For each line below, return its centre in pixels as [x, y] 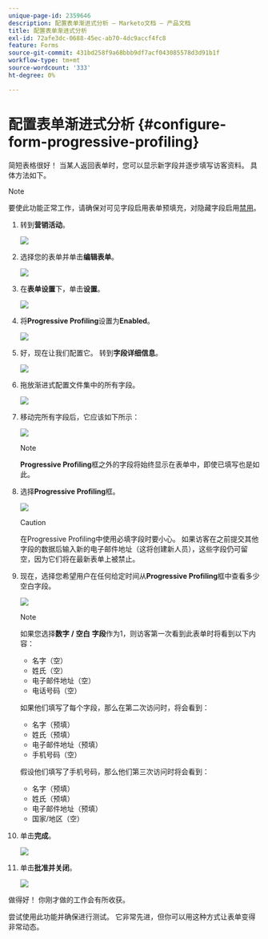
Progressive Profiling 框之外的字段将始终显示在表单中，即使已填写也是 [136, 464]
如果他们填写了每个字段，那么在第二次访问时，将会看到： [114, 707]
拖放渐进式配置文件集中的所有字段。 [80, 384]
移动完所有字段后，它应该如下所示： [80, 416]
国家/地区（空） [58, 818]
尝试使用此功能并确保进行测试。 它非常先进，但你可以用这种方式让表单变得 [132, 917]
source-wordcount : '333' [50, 68]
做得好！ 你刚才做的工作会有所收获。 [69, 899]
